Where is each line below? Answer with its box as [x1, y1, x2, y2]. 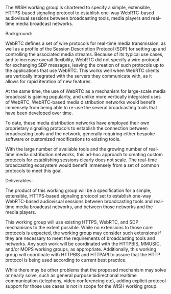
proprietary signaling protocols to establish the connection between [5, 125, 148, 131]
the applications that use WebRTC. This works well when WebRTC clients [5, 67, 160, 73]
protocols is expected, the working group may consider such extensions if [5, 230, 161, 236]
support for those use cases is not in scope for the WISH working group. [5, 283, 158, 289]
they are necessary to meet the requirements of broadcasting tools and [5, 235, 155, 241]
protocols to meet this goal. [5, 168, 63, 174]
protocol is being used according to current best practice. [5, 257, 127, 263]
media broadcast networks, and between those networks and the [15, 204, 153, 210]
